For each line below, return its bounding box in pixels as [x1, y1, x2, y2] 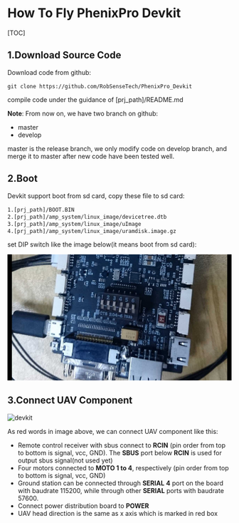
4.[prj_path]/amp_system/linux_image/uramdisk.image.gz [7, 227, 176, 234]
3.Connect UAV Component [7, 394, 133, 407]
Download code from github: [7, 68, 91, 76]
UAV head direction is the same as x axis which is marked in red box [17, 509, 218, 517]
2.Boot [7, 172, 38, 185]
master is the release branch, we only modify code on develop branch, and [7, 144, 228, 152]
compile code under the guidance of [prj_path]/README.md [7, 95, 184, 104]
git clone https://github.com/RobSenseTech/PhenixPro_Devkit [7, 83, 193, 90]
